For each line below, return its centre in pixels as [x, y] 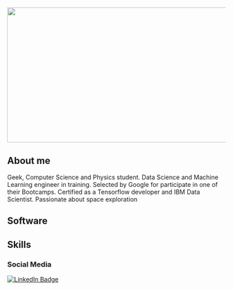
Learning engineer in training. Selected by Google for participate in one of [113, 184]
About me [29, 160]
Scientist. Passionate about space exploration [72, 199]
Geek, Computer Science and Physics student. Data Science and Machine [113, 177]
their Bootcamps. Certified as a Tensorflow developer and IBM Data [104, 192]
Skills [19, 245]
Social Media [29, 264]
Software [27, 221]
